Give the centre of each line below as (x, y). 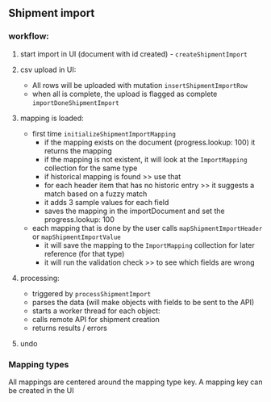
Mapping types (39, 364)
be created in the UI (41, 390)
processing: (40, 278)
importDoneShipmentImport (75, 103)
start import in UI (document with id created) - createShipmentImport (133, 54)
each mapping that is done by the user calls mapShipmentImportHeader (147, 228)
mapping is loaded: (52, 118)
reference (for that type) (84, 253)
